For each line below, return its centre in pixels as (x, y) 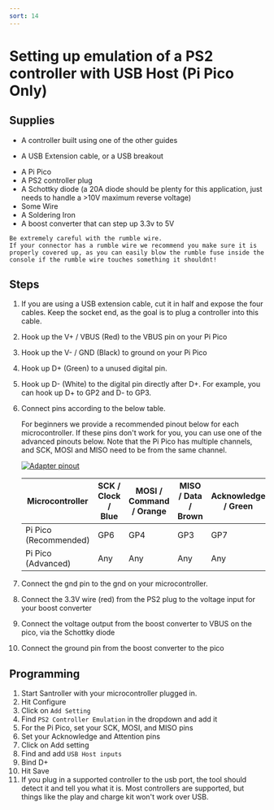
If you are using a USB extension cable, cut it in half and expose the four (142, 304)
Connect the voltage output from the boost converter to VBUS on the (137, 624)
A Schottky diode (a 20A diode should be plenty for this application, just (141, 188)
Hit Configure (43, 702)
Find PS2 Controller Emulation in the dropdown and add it (119, 719)
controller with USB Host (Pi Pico (122, 73)
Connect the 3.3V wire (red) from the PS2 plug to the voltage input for (138, 600)
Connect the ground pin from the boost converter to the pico (122, 648)
